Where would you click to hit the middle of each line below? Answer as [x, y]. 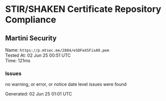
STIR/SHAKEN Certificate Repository [83, 9]
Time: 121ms [18, 60]
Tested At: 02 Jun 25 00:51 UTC [38, 55]
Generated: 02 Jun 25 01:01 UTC [39, 94]
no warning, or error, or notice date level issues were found [66, 84]
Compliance [31, 20]
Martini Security [31, 38]
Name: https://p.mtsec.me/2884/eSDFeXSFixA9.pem [57, 50]
